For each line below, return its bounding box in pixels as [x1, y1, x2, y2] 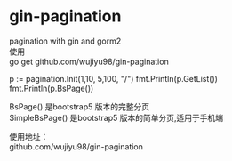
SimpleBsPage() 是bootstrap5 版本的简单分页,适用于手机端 [9, 112, 224, 123]
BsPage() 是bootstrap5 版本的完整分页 [9, 101, 149, 112]
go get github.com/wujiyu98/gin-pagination [9, 56, 169, 67]
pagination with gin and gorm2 [9, 36, 122, 46]
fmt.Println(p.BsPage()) [9, 83, 94, 93]
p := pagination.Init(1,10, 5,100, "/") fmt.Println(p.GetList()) [9, 73, 218, 84]
